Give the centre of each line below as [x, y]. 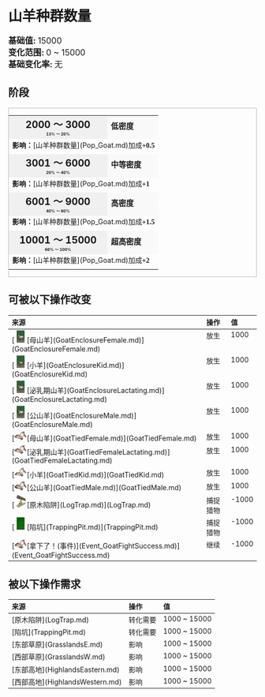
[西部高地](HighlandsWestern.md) [67, 682]
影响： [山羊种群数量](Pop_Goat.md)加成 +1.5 [84, 222]
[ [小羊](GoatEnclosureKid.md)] [68, 365]
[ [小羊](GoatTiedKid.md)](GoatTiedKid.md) [88, 474]
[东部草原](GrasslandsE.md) [57, 645]
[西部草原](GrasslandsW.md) [58, 657]
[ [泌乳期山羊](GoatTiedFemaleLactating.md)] [91, 452]
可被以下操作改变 [50, 300]
